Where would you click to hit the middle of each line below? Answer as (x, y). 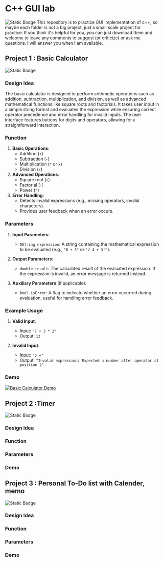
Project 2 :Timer (30, 403)
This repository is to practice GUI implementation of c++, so (97, 22)
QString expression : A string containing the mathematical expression (89, 244)
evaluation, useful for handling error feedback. (66, 298)
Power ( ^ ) (29, 190)
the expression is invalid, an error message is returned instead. (83, 274)
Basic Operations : (31, 148)
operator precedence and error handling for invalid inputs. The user (73, 115)
